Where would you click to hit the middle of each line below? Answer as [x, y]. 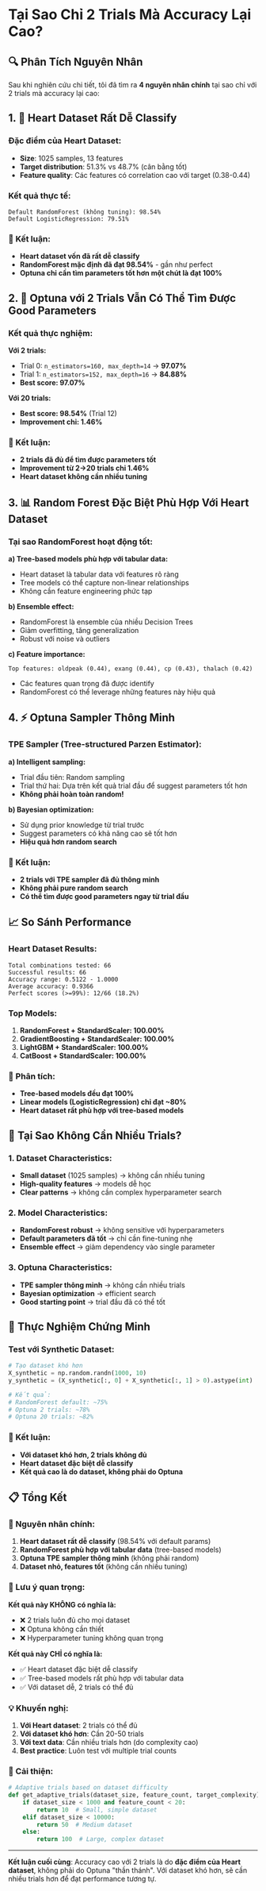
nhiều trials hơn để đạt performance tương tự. [82, 1879]
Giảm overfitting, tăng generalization [79, 630]
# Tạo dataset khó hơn [46, 1366]
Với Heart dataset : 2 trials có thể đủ [78, 1725]
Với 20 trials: [30, 398]
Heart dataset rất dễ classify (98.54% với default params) [115, 1542]
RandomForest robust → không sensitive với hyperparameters [122, 1230]
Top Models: [33, 1013]
